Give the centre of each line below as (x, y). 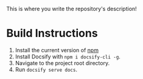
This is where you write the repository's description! (71, 9)
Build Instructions (52, 33)
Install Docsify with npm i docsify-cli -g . (68, 57)
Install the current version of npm (57, 50)
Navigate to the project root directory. (62, 63)
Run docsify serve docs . (46, 69)
